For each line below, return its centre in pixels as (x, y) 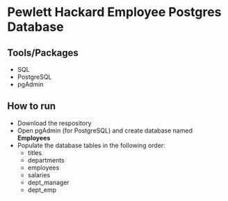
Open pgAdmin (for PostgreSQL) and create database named (105, 131)
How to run (32, 106)
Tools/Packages (43, 53)
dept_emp (42, 190)
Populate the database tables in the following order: (91, 145)
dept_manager (48, 182)
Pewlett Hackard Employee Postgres (114, 12)
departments (46, 160)
